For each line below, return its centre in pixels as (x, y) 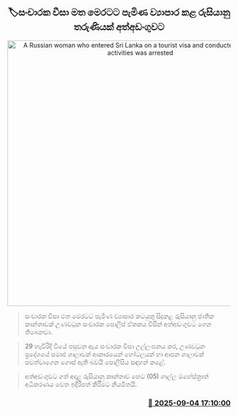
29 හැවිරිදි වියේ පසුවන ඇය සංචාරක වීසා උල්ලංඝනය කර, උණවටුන (115, 346)
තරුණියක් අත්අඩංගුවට (119, 27)
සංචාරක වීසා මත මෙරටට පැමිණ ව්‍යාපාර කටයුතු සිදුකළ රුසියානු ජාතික (119, 316)
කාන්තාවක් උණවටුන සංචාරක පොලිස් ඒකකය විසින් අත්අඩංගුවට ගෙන (118, 324)
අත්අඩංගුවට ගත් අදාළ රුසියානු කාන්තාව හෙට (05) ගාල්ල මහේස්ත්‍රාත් (117, 376)
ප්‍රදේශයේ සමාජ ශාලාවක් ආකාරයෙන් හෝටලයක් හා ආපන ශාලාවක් (114, 354)
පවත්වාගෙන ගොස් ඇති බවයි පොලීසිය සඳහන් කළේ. (95, 362)
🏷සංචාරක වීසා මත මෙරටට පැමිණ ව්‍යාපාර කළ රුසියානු (119, 12)
